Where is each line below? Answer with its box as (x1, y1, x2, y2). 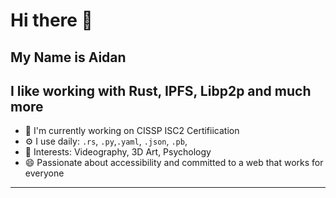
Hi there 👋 (10, 9, 93, 32)
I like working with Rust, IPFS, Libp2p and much (10, 82, 312, 99)
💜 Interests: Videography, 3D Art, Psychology (24, 146, 212, 158)
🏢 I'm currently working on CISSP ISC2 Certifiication (24, 125, 240, 137)
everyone (24, 167, 65, 179)
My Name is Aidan (10, 49, 127, 66)
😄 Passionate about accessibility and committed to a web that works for (24, 157, 324, 169)
